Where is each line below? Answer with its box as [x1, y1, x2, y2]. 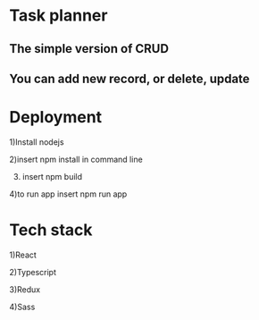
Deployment [9, 107, 103, 128]
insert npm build [21, 171, 83, 181]
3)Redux [9, 283, 41, 295]
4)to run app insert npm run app [9, 189, 128, 199]
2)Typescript [9, 266, 56, 277]
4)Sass [9, 301, 36, 312]
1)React [9, 249, 38, 260]
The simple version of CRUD [9, 41, 170, 56]
